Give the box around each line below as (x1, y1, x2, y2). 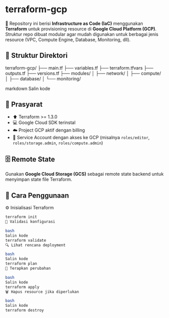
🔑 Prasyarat (5, 100, 43, 109)
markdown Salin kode (5, 85, 51, 91)
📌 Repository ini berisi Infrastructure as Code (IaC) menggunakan (5, 20, 143, 26)
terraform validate (5, 238, 47, 243)
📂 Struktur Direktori (5, 51, 68, 60)
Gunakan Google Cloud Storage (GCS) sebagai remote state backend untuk (5, 171, 164, 177)
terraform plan (5, 261, 37, 266)
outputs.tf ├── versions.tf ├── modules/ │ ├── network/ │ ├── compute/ (5, 70, 161, 76)
